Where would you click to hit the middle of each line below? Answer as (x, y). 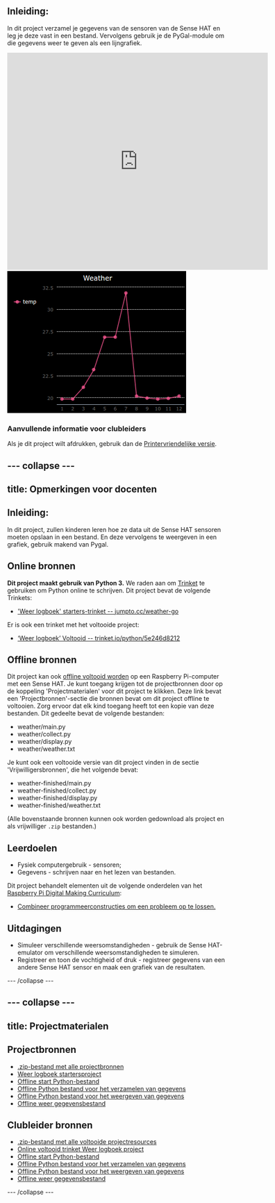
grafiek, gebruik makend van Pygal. (58, 544)
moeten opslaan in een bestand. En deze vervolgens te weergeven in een (112, 537)
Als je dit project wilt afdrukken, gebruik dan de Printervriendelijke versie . (112, 444)
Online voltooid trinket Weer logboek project (81, 1150)
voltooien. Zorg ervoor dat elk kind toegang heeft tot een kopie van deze (111, 706)
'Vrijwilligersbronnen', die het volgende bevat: (73, 770)
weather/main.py (41, 727)
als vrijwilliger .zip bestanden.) (52, 827)
